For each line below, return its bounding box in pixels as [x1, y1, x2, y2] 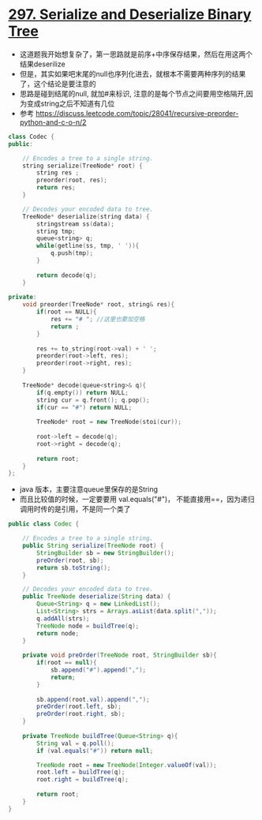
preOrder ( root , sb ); [36, 556, 104, 564]
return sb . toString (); [36, 564, 111, 571]
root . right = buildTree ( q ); [36, 776, 129, 784]
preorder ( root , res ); [36, 176, 108, 185]
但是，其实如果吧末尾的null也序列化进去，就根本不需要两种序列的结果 [19, 69, 246, 78]
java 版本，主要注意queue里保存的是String [19, 485, 159, 494]
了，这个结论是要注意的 [19, 79, 96, 88]
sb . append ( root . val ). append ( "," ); [36, 695, 150, 703]
